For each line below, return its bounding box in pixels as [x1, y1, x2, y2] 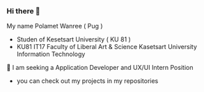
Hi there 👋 [6, 6, 41, 16]
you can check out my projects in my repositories [16, 77, 159, 85]
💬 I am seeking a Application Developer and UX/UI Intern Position [6, 64, 194, 72]
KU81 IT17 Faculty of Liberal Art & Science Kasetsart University [16, 43, 198, 51]
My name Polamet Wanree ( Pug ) [6, 22, 103, 30]
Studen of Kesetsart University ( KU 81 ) [16, 35, 132, 44]
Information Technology [16, 50, 86, 58]
